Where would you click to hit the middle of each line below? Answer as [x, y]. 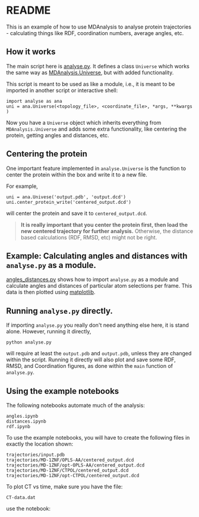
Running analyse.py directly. [59, 310]
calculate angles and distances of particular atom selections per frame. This [99, 286]
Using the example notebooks [63, 391]
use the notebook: [29, 508]
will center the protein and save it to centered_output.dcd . [77, 213]
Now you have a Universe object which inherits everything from [84, 122]
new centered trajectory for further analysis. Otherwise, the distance [107, 231]
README [29, 10]
